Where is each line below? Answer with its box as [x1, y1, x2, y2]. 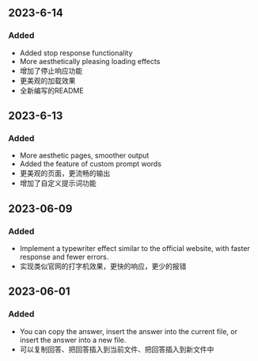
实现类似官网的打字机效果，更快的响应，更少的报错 [19, 261, 187, 272]
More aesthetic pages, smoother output [19, 150, 150, 161]
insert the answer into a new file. [19, 335, 127, 344]
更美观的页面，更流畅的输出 [19, 169, 111, 178]
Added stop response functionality [19, 47, 133, 58]
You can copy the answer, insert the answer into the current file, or [19, 326, 237, 336]
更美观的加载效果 [19, 75, 76, 85]
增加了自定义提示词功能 [19, 178, 97, 188]
